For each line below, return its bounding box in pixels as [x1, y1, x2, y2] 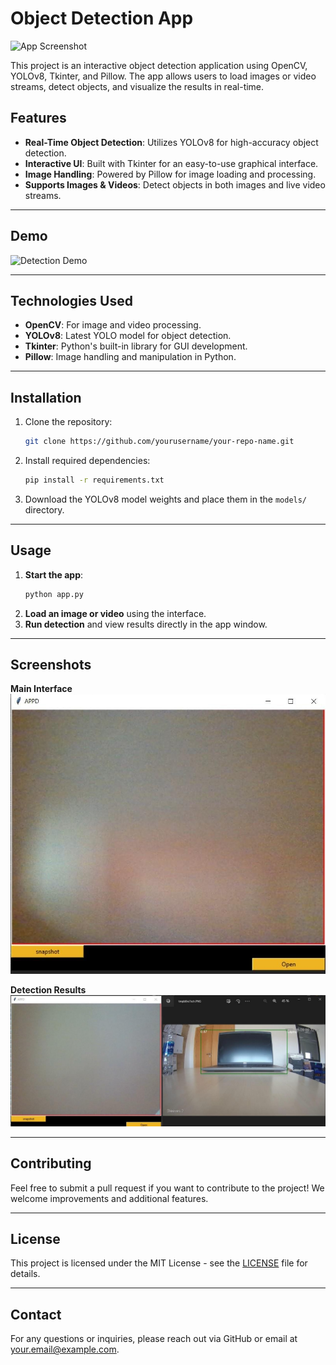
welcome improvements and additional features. [10, 1192, 209, 1204]
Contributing [10, 1155, 92, 1172]
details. [10, 1268, 41, 1280]
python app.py [24, 589, 84, 599]
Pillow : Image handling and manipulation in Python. [24, 351, 237, 363]
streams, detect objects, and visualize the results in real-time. [10, 80, 265, 92]
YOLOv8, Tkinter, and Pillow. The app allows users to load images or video [10, 70, 317, 82]
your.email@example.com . [10, 1343, 120, 1356]
